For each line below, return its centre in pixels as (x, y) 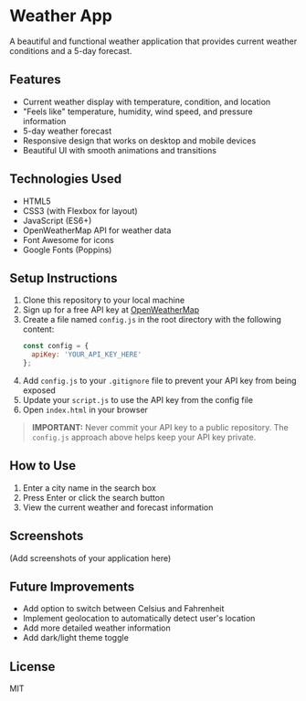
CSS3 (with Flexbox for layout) (80, 210)
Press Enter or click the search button (94, 497)
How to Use (43, 466)
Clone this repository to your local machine (104, 300)
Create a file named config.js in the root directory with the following (152, 320)
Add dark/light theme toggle (76, 638)
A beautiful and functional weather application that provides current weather (153, 41)
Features (35, 80)
